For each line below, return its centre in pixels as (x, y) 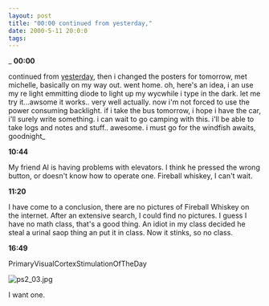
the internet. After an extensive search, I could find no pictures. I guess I (128, 216)
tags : (17, 38)
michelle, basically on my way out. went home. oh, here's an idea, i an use (131, 85)
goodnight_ (27, 137)
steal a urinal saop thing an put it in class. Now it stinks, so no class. (120, 233)
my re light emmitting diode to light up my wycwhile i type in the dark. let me (134, 94)
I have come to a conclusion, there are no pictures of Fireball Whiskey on (129, 207)
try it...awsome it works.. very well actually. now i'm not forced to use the (129, 102)
